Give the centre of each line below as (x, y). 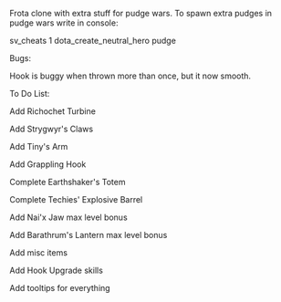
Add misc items (39, 253)
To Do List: (30, 94)
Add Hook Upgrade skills (56, 270)
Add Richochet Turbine (52, 111)
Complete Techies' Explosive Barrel (76, 199)
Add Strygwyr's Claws (52, 129)
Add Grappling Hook (48, 164)
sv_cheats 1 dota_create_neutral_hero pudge (93, 41)
